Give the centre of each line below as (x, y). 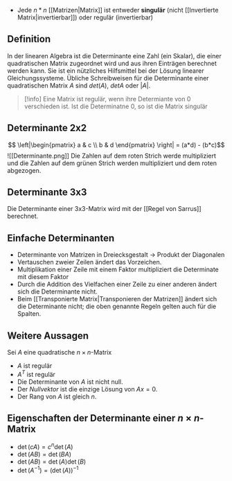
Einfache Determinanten (61, 238)
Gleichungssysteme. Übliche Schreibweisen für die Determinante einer (108, 78)
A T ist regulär (36, 374)
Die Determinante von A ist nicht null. (70, 382)
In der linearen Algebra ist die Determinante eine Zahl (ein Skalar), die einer (114, 56)
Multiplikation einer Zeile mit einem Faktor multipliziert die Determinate (118, 269)
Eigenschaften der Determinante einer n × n (104, 418)
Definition (29, 39)
